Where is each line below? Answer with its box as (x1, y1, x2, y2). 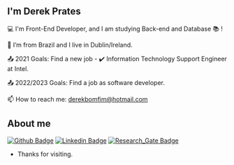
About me (7, 118, 51, 129)
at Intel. (7, 64, 29, 72)
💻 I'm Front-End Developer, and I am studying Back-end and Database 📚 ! (7, 24, 224, 33)
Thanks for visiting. (17, 150, 73, 158)
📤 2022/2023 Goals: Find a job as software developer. (7, 78, 166, 86)
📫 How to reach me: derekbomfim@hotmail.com (7, 95, 148, 103)
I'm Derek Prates (7, 6, 82, 17)
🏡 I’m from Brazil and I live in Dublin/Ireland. (7, 40, 133, 49)
